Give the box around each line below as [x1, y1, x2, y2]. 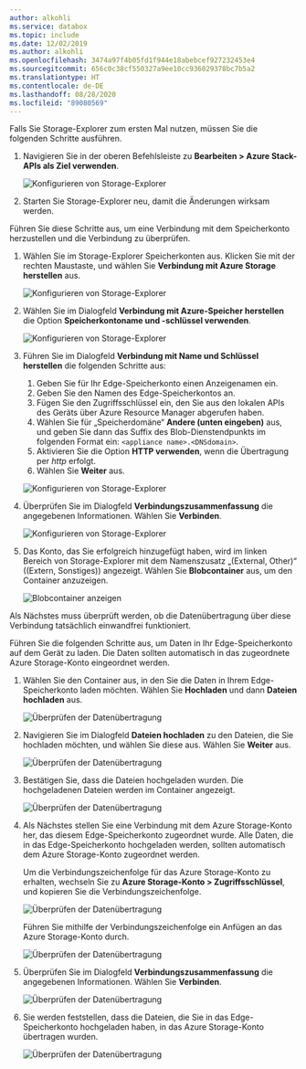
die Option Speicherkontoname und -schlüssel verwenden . [22, 315, 251, 326]
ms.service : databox [9, 22, 89, 31]
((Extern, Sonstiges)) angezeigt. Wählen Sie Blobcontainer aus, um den [22, 566, 293, 577]
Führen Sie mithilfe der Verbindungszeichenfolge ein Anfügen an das [22, 922, 283, 933]
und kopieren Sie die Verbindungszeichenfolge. [22, 886, 202, 897]
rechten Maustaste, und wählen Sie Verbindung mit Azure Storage [22, 260, 277, 271]
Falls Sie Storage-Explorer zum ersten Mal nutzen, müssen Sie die [9, 123, 259, 134]
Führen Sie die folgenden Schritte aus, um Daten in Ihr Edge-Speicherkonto [9, 638, 293, 649]
